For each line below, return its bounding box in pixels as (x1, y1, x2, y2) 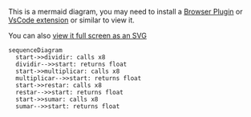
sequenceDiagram (8, 46, 63, 54)
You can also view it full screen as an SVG (8, 31, 147, 40)
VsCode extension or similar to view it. (8, 15, 135, 25)
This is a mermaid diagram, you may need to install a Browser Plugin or (8, 7, 243, 16)
